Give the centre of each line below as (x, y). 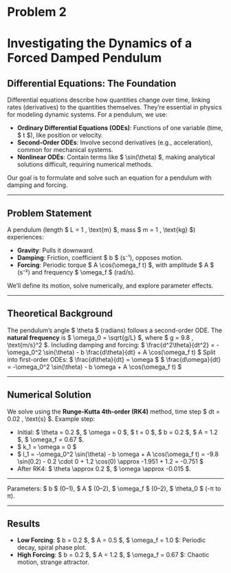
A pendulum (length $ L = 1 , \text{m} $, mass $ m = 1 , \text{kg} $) (101, 230)
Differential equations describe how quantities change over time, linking (109, 100)
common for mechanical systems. (65, 150)
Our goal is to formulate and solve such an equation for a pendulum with (109, 178)
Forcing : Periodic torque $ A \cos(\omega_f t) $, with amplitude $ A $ (115, 265)
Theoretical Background (60, 314)
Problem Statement (49, 213)
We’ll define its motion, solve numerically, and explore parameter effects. (110, 285)
